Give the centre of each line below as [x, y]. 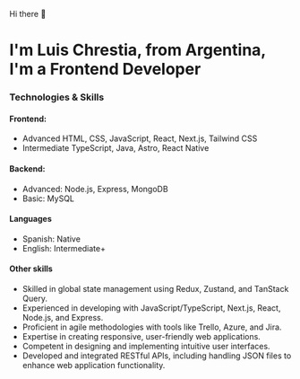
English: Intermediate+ [64, 248]
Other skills [31, 269]
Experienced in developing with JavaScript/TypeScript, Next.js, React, [151, 308]
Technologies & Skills [57, 97]
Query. [34, 298]
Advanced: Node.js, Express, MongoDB [95, 189]
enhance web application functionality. [94, 365]
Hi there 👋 [28, 14]
